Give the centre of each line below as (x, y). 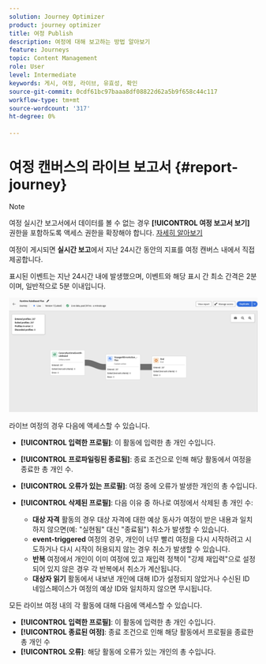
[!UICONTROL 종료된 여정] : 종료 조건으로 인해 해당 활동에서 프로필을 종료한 (137, 632)
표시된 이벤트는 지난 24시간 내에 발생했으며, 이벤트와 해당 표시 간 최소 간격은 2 (130, 276)
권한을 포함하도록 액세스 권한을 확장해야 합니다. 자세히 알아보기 (106, 232)
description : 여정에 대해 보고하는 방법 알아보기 (80, 42)
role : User (27, 67)
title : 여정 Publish (41, 33)
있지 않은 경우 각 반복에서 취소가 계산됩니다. (114, 569)
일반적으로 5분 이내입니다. (66, 286)
